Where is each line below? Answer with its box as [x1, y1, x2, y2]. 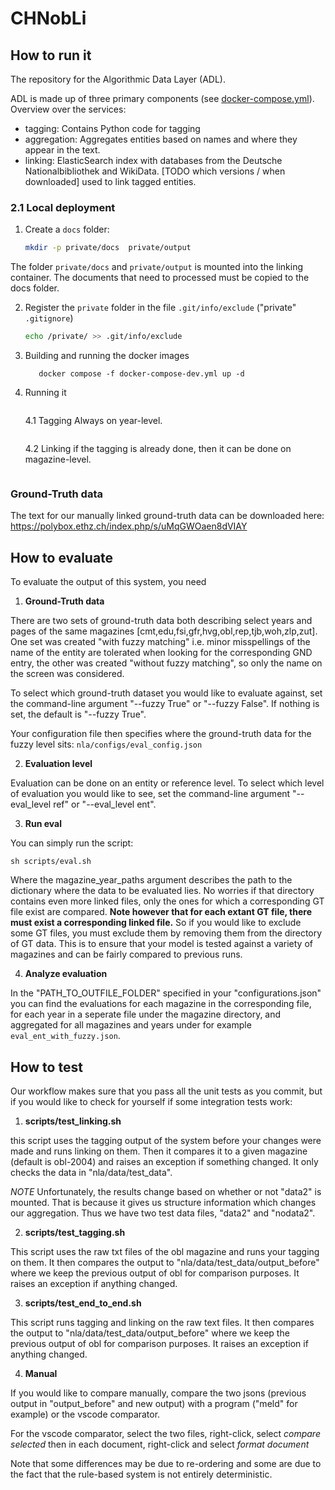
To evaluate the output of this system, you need [10, 576, 207, 588]
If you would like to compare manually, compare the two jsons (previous [10, 1387, 307, 1399]
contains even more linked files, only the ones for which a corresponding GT [10, 895, 325, 907]
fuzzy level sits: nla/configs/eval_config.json [10, 738, 203, 751]
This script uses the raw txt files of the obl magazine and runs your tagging [10, 1245, 320, 1257]
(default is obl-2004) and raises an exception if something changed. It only [10, 1155, 319, 1167]
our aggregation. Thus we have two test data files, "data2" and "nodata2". [10, 1207, 316, 1219]
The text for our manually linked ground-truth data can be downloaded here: [10, 510, 325, 522]
